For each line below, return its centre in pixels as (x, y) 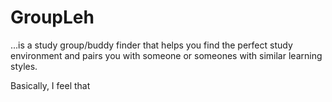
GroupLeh (52, 17)
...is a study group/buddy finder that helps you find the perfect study (151, 45)
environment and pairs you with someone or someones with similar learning (166, 55)
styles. (24, 66)
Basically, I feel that (50, 85)
